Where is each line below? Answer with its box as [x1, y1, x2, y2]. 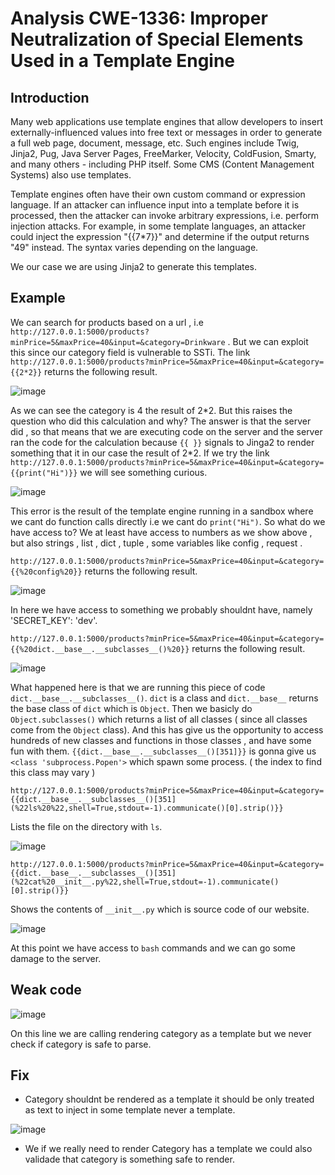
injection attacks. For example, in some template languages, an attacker [10, 220, 306, 232]
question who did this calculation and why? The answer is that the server [10, 415, 312, 427]
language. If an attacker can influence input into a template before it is [10, 199, 300, 211]
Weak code [10, 982, 82, 999]
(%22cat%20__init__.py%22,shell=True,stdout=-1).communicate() [10, 877, 280, 887]
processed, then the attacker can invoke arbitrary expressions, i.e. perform [10, 210, 320, 221]
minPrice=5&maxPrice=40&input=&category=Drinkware [10, 337, 226, 347]
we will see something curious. [79, 466, 208, 478]
